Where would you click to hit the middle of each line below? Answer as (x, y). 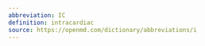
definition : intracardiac (51, 23)
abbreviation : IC (37, 15)
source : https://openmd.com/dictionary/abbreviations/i (102, 30)
